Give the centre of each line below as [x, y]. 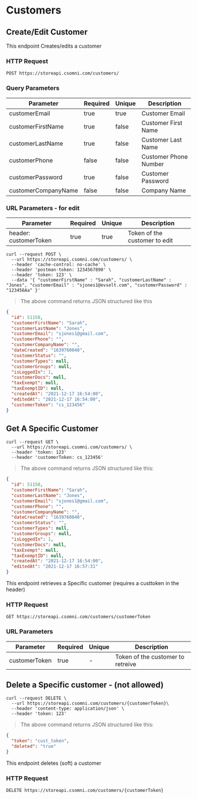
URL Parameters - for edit [43, 208]
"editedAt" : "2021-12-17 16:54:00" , [56, 399]
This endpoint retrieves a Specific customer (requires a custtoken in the [93, 583]
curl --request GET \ [33, 442]
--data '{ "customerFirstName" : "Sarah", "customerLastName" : [91, 280]
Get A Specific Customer [52, 429]
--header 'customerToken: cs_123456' [57, 458]
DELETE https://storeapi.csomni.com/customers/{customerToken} [85, 791]
